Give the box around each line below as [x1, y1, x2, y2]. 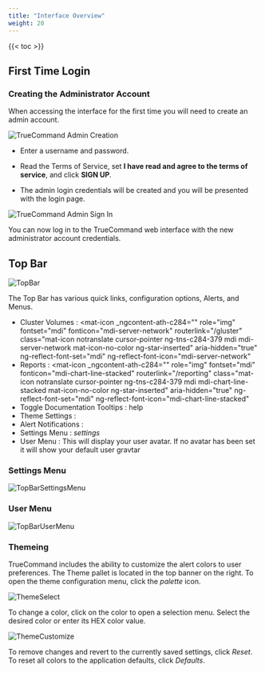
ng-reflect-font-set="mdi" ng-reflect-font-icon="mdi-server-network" [19, 351, 251, 361]
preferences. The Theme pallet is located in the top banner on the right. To [8, 567, 254, 577]
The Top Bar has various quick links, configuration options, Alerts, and [8, 294, 239, 302]
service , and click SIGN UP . [19, 170, 112, 180]
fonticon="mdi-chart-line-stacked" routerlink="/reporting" [19, 369, 212, 378]
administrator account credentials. [8, 234, 121, 243]
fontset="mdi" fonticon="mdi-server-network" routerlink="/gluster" [19, 326, 243, 335]
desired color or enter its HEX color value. [8, 615, 146, 625]
